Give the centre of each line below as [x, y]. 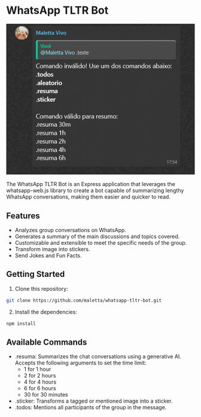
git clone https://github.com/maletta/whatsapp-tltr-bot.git [84, 300]
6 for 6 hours [40, 388]
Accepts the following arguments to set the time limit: [80, 363]
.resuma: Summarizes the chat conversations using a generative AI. [98, 357]
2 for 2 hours [40, 376]
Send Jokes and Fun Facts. [48, 255]
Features [23, 216]
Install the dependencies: [46, 312]
